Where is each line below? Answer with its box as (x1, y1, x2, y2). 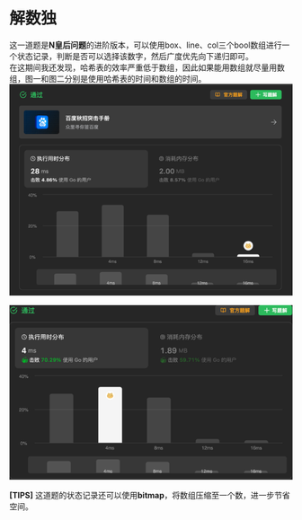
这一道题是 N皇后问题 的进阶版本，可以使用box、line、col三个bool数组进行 (9, 40, 282, 50)
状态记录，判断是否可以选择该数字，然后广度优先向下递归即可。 (16, 50, 253, 61)
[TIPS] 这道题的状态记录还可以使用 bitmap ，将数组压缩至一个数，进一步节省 (9, 490, 290, 501)
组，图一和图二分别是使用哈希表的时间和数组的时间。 (9, 73, 207, 84)
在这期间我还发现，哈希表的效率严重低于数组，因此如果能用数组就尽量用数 (9, 62, 285, 73)
